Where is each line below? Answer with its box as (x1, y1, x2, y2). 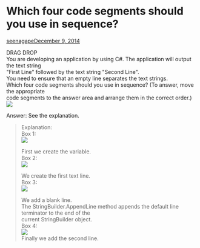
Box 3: (21, 178, 38, 186)
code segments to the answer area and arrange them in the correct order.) (6, 94, 192, 101)
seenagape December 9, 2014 (6, 37, 81, 44)
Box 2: (21, 154, 38, 161)
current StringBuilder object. (21, 215, 93, 223)
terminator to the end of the (21, 209, 90, 216)
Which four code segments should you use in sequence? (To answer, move (6, 81, 194, 89)
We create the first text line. (21, 172, 91, 179)
